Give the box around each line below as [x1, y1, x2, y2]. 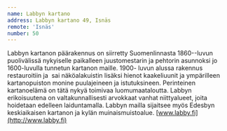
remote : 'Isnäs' [7, 23, 55, 30]
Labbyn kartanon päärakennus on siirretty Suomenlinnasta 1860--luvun [7, 49, 214, 57]
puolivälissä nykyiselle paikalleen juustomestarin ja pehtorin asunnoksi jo [7, 57, 218, 65]
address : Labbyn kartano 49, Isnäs [7, 17, 111, 24]
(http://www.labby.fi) [7, 116, 67, 125]
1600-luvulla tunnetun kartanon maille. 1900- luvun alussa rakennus [7, 64, 203, 72]
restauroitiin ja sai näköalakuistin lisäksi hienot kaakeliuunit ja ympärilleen [7, 71, 221, 80]
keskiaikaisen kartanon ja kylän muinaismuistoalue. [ [7, 109, 159, 117]
